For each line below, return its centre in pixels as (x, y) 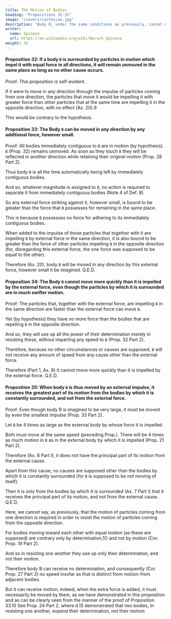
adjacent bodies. (23, 579)
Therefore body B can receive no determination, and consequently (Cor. (81, 569)
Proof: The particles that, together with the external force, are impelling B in (84, 304)
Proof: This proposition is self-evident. (45, 81)
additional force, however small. (40, 134)
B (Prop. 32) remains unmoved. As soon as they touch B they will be (76, 151)
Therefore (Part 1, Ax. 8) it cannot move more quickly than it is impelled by (83, 370)
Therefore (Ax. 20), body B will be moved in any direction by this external (82, 265)
